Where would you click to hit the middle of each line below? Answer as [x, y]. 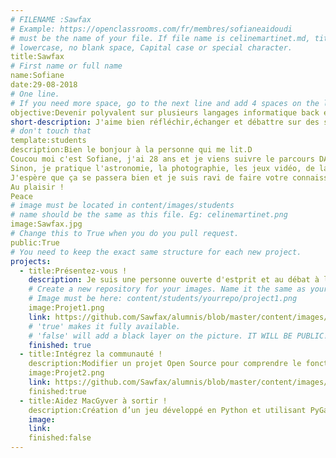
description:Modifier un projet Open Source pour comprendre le [165, 364]
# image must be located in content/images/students [122, 206]
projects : [31, 261]
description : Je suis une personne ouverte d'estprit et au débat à [174, 280]
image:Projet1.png [66, 308]
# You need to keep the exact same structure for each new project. [156, 252]
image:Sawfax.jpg [46, 224]
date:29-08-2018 [44, 85]
